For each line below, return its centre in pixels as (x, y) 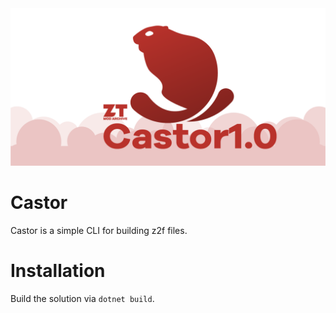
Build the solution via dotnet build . (82, 298)
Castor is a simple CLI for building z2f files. (99, 230)
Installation (58, 271)
